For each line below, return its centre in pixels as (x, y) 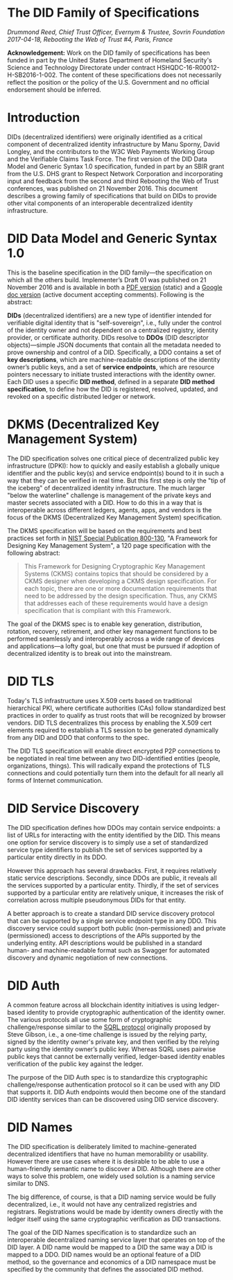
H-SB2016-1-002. (32, 75)
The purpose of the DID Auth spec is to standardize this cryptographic (107, 1077)
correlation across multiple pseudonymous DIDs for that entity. (97, 900)
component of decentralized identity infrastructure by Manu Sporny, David (114, 144)
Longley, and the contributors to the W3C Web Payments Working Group (111, 151)
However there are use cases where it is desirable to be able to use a (106, 1161)
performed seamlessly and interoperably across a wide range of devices (111, 639)
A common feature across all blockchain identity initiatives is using (102, 1005)
